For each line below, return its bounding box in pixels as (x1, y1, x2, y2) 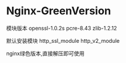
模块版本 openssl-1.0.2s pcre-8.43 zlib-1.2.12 (6, 24, 117, 31)
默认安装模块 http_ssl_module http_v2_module (6, 37, 120, 44)
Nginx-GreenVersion (6, 4, 112, 18)
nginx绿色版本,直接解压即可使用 (6, 49, 85, 57)
